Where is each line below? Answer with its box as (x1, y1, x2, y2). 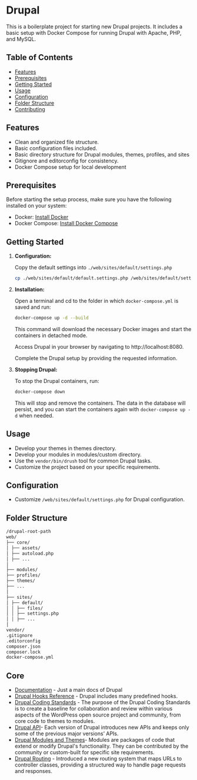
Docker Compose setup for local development (14, 163, 126, 171)
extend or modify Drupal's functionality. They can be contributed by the (14, 742, 189, 750)
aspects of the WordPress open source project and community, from (14, 711, 181, 718)
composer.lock (6, 649, 41, 655)
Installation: (14, 286, 45, 293)
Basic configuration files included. (14, 145, 98, 152)
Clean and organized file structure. (14, 138, 99, 145)
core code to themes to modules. (14, 718, 95, 725)
